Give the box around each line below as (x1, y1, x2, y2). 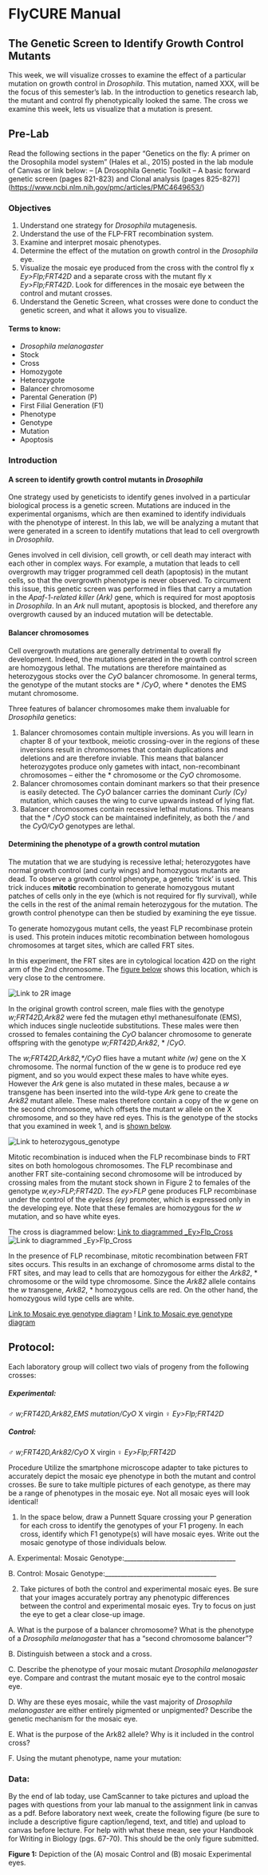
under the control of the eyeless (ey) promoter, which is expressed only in (8, 1194, 251, 1204)
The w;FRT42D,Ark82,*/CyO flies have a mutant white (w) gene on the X (8, 1053, 246, 1063)
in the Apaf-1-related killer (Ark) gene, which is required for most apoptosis (8, 593, 255, 602)
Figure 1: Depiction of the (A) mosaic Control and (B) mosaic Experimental (8, 1849, 252, 1858)
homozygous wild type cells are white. (8, 1293, 135, 1303)
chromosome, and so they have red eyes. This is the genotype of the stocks (8, 1112, 258, 1122)
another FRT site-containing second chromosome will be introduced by (8, 1169, 242, 1178)
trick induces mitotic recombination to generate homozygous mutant (8, 882, 235, 892)
